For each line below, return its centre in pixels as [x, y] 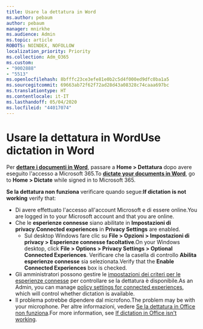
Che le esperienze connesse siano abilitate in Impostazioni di [93, 223]
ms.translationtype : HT [36, 91]
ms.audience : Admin [31, 35]
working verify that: [31, 198]
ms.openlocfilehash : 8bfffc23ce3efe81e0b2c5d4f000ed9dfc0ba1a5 [88, 79]
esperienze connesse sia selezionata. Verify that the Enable [99, 262]
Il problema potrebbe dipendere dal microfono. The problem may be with [105, 300]
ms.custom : [20, 62]
